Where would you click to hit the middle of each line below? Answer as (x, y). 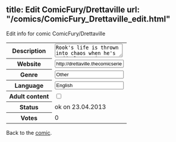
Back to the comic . (29, 133)
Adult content (29, 97)
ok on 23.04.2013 (80, 107)
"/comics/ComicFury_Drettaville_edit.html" (88, 19)
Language (29, 86)
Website (29, 64)
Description (29, 51)
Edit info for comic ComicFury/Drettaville (56, 33)
